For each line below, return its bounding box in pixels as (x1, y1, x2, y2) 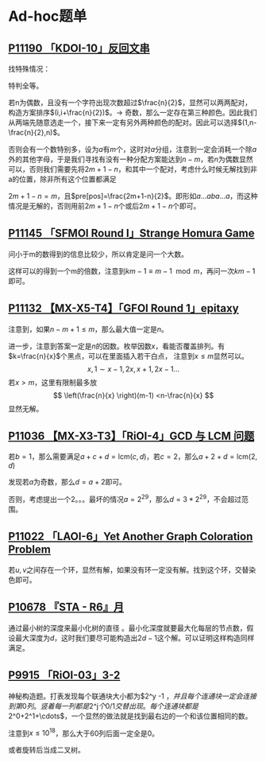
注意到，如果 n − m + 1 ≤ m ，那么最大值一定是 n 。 (8, 324, 168, 334)
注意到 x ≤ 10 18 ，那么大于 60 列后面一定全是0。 (8, 727, 160, 738)
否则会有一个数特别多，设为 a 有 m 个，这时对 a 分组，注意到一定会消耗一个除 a (8, 145, 257, 154)
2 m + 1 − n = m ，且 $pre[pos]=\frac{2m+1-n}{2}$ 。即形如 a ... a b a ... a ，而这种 (8, 192, 258, 200)
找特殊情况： (8, 64, 50, 73)
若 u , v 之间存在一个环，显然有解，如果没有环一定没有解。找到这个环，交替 (8, 565, 249, 574)
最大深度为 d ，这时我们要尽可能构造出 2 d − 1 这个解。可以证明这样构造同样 (14, 633, 255, 643)
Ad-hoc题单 (8, 7, 87, 25)
